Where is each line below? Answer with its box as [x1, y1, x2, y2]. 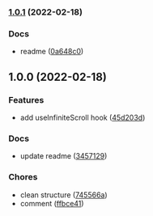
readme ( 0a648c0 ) [19, 47, 84, 57]
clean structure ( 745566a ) [19, 189, 108, 200]
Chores [8, 172, 38, 183]
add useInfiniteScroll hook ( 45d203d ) [19, 112, 146, 122]
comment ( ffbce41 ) [19, 198, 84, 208]
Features [8, 94, 45, 105]
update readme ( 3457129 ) [19, 151, 108, 161]
